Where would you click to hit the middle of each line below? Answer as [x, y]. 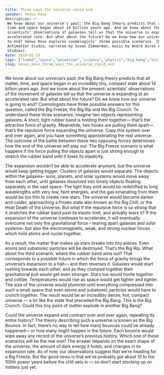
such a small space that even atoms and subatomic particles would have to [81, 290]
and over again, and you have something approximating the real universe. [79, 136]
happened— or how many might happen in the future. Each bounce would [79, 331]
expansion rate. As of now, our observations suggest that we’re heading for [81, 351]
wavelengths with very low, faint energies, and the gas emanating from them [82, 192]
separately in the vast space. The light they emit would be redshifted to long [82, 187]
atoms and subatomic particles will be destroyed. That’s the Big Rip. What [79, 249]
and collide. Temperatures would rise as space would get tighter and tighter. [82, 279]
